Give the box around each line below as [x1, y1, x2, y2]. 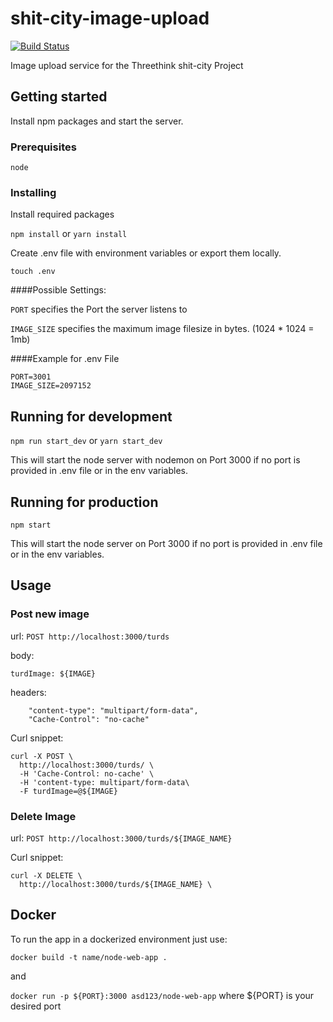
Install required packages [10, 208, 115, 221]
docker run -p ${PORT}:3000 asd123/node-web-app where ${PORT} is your [10, 989, 315, 1001]
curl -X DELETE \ [10, 870, 83, 881]
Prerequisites [10, 140, 77, 154]
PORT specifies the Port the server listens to [10, 303, 188, 316]
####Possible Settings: [10, 284, 107, 296]
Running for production [10, 493, 159, 511]
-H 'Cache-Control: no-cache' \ [19, 768, 155, 779]
